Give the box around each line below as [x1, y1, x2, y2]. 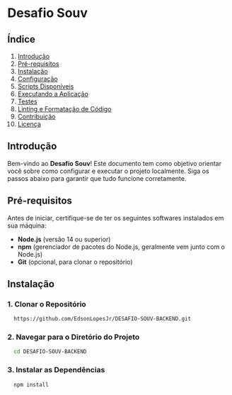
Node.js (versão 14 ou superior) [17, 235, 111, 243]
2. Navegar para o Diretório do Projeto [7, 332, 140, 342]
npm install [13, 381, 50, 388]
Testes [17, 97, 37, 106]
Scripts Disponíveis [17, 82, 74, 90]
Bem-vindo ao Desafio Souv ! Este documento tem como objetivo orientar [7, 159, 221, 167]
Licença [17, 120, 41, 128]
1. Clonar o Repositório [7, 299, 86, 309]
